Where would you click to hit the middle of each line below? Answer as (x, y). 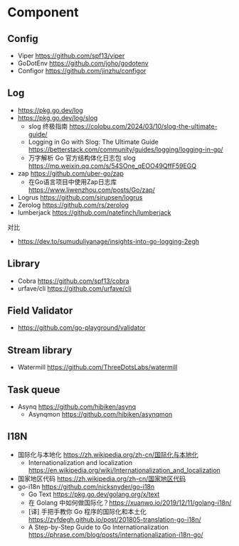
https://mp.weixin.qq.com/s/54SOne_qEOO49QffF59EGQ (112, 166)
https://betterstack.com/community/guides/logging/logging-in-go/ (126, 149)
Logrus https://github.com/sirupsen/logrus (80, 197)
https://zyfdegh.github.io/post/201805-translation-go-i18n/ (115, 519)
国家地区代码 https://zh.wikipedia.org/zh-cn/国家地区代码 (102, 478)
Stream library (40, 350)
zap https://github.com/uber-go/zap (71, 173)
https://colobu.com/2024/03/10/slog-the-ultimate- (144, 126)
